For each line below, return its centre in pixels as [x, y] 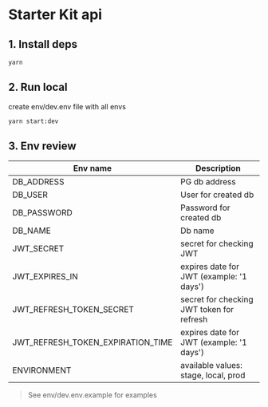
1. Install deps [43, 44]
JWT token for [207, 310]
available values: [212, 366]
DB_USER [30, 195]
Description [218, 168]
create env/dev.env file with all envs [67, 106]
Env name [93, 168]
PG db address [209, 182]
